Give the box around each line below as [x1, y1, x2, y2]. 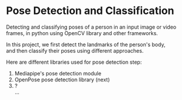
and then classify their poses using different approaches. [6, 47, 144, 54]
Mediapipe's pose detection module [14, 70, 101, 77]
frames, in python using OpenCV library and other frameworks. [6, 29, 158, 36]
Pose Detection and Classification [6, 4, 174, 18]
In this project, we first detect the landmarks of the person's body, [6, 41, 166, 48]
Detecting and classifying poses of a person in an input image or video [6, 23, 177, 30]
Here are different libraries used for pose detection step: [6, 58, 142, 65]
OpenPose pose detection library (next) [14, 76, 110, 83]
